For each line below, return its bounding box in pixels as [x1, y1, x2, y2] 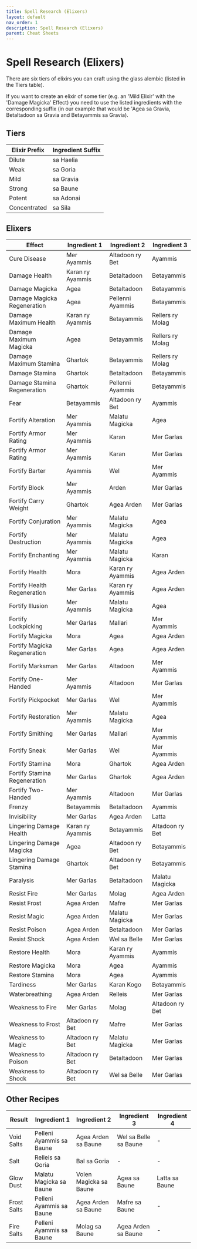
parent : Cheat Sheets [6, 31, 59, 36]
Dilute [9, 156, 25, 164]
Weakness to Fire [9, 1003, 57, 1011]
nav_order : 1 [6, 19, 38, 25]
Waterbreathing [9, 990, 52, 998]
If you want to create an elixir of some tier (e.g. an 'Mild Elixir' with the [6, 93, 175, 100]
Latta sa [157, 1174, 179, 1182]
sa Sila [52, 203, 71, 211]
